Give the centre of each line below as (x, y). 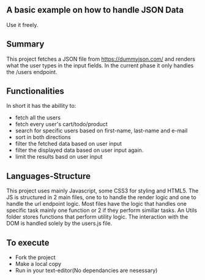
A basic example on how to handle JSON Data (95, 10)
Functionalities (35, 91)
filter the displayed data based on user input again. (79, 150)
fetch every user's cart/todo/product (61, 124)
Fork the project (35, 257)
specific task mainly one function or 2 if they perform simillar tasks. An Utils (102, 210)
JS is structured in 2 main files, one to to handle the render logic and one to (102, 197)
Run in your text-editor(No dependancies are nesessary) (86, 271)
